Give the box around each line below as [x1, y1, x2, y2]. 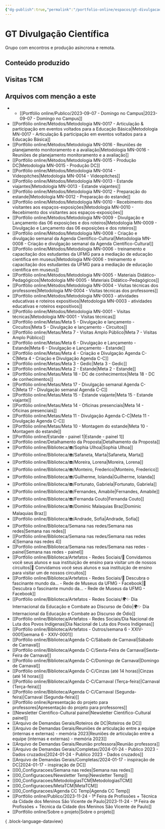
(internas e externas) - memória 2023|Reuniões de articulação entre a [12, 731, 154, 737]
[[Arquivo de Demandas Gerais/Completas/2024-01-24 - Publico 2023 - [12, 747, 159, 752]
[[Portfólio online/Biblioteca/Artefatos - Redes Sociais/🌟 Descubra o [12, 575, 150, 581]
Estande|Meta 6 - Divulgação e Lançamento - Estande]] [12, 345, 126, 351]
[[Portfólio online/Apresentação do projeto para [12, 699, 108, 705]
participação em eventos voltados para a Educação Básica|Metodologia [12, 126, 158, 132]
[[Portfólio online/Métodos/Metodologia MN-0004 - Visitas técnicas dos [12, 283, 159, 289]
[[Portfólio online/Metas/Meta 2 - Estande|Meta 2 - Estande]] [12, 366, 136, 372]
